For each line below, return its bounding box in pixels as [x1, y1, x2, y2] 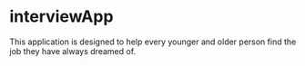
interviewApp [9, 6, 114, 27]
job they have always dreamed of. [9, 45, 137, 56]
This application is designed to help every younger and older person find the [9, 36, 297, 47]
